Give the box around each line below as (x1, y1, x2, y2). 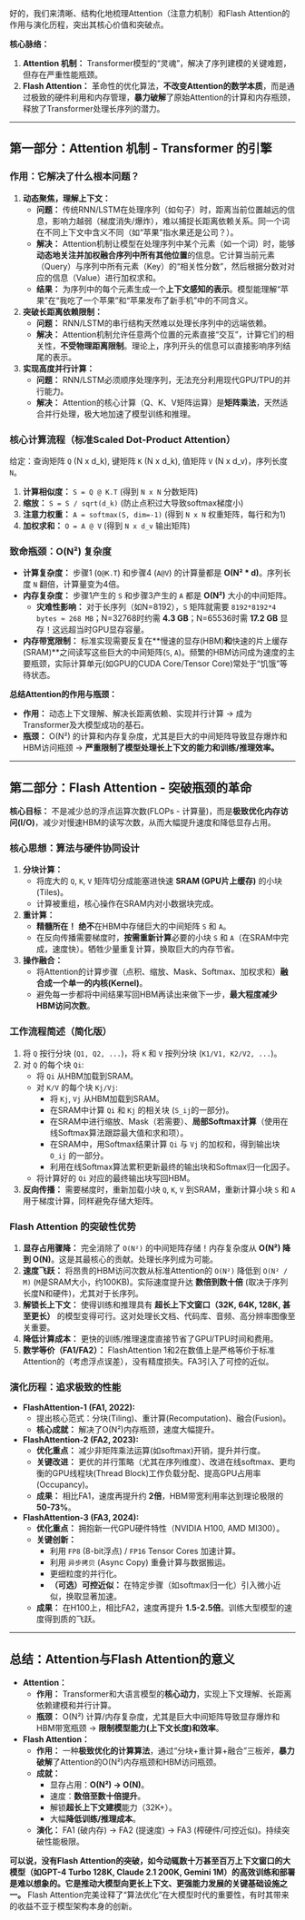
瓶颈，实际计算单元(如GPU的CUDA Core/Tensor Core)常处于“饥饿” (30, 658, 280, 669)
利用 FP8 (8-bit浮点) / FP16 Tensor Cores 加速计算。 (49, 1546, 241, 1557)
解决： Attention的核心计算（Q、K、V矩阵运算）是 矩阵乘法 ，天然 (35, 397, 280, 408)
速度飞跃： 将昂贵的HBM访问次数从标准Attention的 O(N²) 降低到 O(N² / (22, 1265, 288, 1275)
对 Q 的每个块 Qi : (22, 1058, 84, 1069)
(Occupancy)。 (35, 1479, 93, 1491)
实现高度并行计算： (22, 362, 95, 374)
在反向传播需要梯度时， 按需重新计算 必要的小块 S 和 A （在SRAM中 (35, 932, 281, 943)
